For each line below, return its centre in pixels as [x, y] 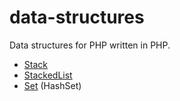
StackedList [48, 75]
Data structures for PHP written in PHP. [90, 45]
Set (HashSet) [52, 85]
